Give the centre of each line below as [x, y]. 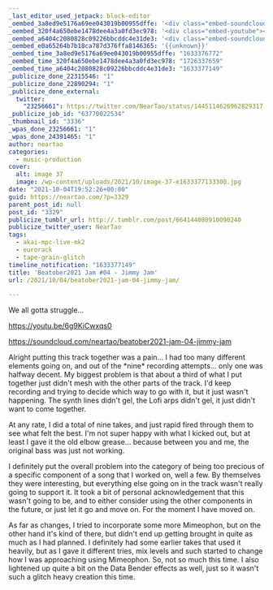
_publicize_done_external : [54, 91]
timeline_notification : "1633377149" [72, 265]
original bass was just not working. [67, 450]
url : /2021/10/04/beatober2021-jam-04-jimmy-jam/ [94, 280]
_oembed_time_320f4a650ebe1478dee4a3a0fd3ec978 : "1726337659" [116, 62]
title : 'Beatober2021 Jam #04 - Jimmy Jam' [83, 273]
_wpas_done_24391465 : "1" [52, 136]
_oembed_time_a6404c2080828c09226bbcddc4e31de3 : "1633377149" [116, 69]
